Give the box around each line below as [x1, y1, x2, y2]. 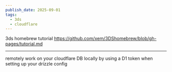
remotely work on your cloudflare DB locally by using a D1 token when [5, 55, 153, 61]
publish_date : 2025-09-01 [5, 7, 60, 13]
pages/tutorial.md [5, 41, 43, 47]
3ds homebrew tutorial [5, 35, 53, 42]
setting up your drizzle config [5, 61, 68, 67]
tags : [5, 12, 17, 17]
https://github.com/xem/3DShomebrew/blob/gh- [54, 35, 157, 42]
